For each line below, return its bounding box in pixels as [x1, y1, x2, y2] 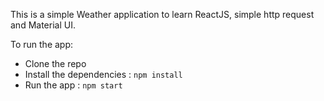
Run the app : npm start [24, 79, 123, 91]
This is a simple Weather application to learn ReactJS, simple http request [10, 9, 315, 20]
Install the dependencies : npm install [24, 69, 183, 80]
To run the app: [10, 39, 74, 50]
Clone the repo [24, 58, 87, 69]
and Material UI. [10, 19, 76, 31]
